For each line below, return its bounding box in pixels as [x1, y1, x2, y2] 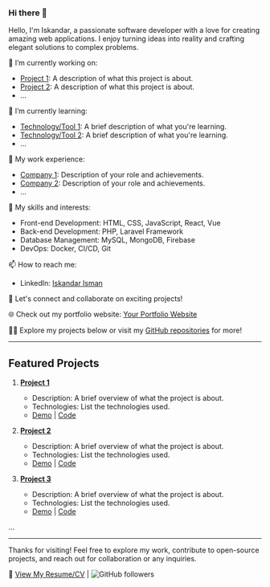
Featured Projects [8, 357, 100, 370]
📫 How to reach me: [8, 260, 77, 270]
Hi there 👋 [8, 7, 48, 18]
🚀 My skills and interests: [8, 202, 91, 212]
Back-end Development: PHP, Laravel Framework [19, 226, 184, 236]
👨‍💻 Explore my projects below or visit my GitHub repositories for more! [8, 325, 243, 336]
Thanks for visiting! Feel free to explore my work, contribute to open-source [8, 545, 260, 555]
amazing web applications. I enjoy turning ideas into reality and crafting [8, 34, 245, 43]
